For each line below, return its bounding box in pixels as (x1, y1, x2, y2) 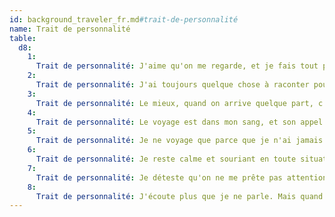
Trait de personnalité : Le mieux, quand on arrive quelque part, (35, 98, 314, 108)
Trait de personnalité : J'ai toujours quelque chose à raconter (35, 80, 310, 90)
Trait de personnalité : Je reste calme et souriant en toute (35, 154, 297, 164)
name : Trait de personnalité (9, 24, 131, 34)
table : (9, 33, 37, 43)
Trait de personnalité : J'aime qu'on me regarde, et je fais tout (35, 61, 319, 71)
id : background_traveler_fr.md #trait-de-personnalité (9, 14, 239, 25)
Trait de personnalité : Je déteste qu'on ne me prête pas (35, 172, 283, 183)
